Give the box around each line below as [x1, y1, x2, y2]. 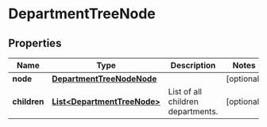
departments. [168, 106, 219, 117]
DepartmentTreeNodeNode [51, 73, 157, 84]
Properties [8, 37, 62, 50]
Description [170, 60, 216, 71]
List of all [168, 87, 203, 97]
